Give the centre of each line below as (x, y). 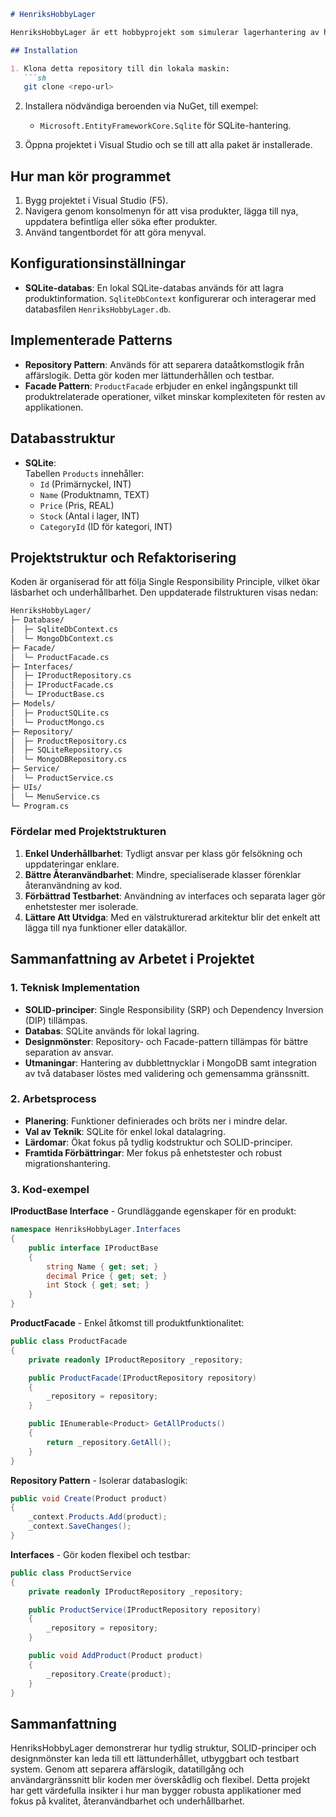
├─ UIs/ (26, 787)
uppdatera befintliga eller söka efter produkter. (121, 222)
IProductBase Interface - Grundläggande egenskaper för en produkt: (153, 1211)
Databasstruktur (63, 438)
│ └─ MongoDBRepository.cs (69, 760)
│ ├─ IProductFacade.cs (62, 685)
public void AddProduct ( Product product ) (115, 1656)
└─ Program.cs (40, 806)
